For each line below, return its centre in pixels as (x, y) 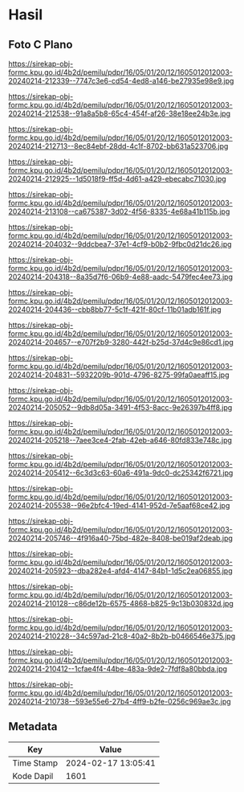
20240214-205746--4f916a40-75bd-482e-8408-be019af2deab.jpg (120, 538)
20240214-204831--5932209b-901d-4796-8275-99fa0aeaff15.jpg (119, 375)
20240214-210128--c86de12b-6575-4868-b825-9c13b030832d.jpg (121, 603)
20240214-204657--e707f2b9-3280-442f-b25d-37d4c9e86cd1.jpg (121, 342)
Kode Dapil (33, 776)
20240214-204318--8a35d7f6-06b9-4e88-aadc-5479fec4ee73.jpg (121, 277)
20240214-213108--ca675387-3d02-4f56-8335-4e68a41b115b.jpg (119, 211)
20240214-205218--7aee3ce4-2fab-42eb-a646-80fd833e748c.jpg (120, 440)
